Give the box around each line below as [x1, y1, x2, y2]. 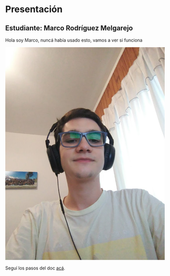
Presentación [5, 4, 63, 15]
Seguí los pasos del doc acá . [5, 265, 66, 271]
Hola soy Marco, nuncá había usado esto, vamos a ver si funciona [5, 37, 143, 43]
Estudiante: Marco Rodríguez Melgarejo [5, 24, 133, 32]
